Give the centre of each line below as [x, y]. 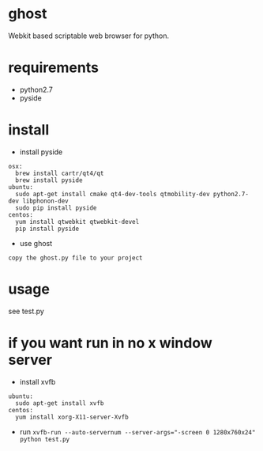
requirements [53, 68]
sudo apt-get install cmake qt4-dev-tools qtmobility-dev [113, 194]
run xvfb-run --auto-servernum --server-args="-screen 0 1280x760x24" [137, 431]
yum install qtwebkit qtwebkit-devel [77, 222]
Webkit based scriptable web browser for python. [89, 36]
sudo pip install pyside [56, 208]
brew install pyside [49, 180]
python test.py [45, 439]
